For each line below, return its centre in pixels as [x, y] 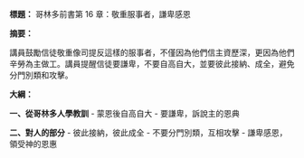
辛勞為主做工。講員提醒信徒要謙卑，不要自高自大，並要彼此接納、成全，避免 [152, 64]
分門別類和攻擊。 [41, 75]
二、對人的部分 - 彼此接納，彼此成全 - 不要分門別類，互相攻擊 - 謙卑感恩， [148, 133]
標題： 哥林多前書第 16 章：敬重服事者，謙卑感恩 [100, 14]
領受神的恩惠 [33, 144]
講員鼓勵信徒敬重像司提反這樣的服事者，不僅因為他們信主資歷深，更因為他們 [152, 52]
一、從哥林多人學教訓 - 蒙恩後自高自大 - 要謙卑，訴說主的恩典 [124, 113]
